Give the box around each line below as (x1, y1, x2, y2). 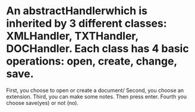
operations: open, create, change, (6, 55, 177, 68)
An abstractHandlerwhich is (6, 4, 147, 18)
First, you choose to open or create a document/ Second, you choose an (6, 87, 184, 94)
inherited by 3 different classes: (6, 17, 168, 30)
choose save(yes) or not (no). (6, 99, 79, 106)
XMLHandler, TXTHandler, (6, 30, 139, 43)
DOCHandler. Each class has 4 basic (6, 42, 189, 56)
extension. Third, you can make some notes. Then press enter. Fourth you (6, 93, 187, 100)
